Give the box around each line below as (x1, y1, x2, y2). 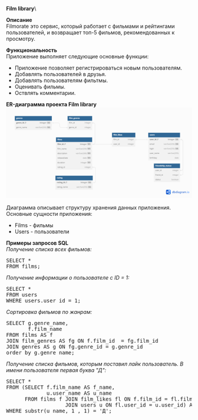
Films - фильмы (14, 222, 54, 229)
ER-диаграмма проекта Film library (6, 101, 97, 108)
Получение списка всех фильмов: (6, 246, 93, 253)
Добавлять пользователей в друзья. (14, 71, 107, 77)
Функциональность (6, 47, 58, 54)
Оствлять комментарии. (14, 90, 76, 96)
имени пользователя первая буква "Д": (6, 367, 107, 374)
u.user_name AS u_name (46, 390, 112, 397)
